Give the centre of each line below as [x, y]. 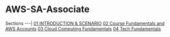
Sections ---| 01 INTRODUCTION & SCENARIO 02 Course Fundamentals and [85, 23]
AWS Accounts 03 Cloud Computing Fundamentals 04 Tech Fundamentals [83, 28]
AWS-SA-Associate [47, 9]
